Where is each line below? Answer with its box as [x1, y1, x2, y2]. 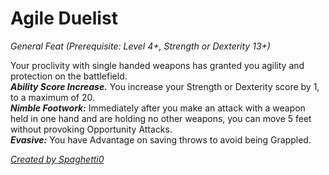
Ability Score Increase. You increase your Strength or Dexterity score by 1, [10, 80, 320, 92]
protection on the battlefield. [10, 70, 128, 82]
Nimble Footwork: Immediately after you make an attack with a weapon [10, 102, 306, 114]
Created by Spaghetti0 [10, 153, 105, 165]
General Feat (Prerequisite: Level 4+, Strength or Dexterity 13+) [10, 40, 271, 52]
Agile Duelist [10, 7, 118, 30]
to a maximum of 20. [10, 91, 96, 103]
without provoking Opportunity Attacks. [10, 123, 173, 135]
